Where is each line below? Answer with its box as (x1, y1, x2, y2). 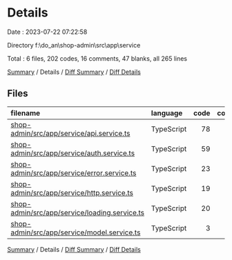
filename (10, 108, 41, 118)
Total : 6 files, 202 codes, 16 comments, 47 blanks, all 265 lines (7, 54, 188, 63)
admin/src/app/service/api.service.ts (10, 128, 130, 138)
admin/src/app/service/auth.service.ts (10, 148, 135, 158)
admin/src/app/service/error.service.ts (10, 168, 137, 177)
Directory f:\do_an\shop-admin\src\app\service (7, 41, 141, 49)
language (151, 108, 183, 118)
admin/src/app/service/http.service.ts (10, 188, 133, 197)
